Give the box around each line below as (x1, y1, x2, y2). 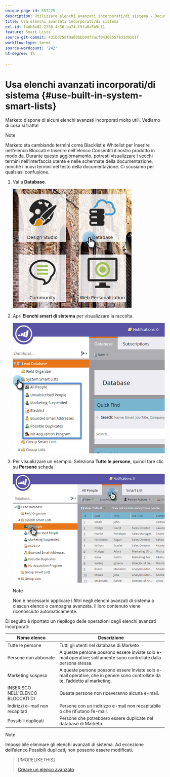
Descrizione (98, 634, 124, 641)
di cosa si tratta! (5, 122, 39, 129)
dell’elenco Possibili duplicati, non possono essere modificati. (5, 747, 133, 753)
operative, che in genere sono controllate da (69, 673, 161, 679)
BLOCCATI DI (7, 695, 35, 702)
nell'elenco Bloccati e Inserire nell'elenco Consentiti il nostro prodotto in (5, 148, 155, 154)
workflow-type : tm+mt (5, 41, 51, 46)
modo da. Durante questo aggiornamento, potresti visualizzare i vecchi (5, 153, 153, 159)
